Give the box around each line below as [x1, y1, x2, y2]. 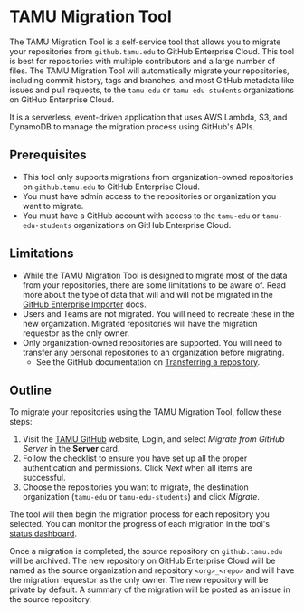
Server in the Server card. [22, 444, 120, 455]
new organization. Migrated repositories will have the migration [22, 318, 258, 329]
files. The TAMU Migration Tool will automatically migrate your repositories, [9, 65, 290, 76]
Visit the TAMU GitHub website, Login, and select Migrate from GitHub [22, 434, 285, 445]
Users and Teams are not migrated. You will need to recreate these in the [22, 308, 295, 319]
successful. [22, 473, 66, 484]
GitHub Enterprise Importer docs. [22, 299, 147, 310]
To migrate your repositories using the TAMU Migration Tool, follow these [9, 407, 282, 417]
